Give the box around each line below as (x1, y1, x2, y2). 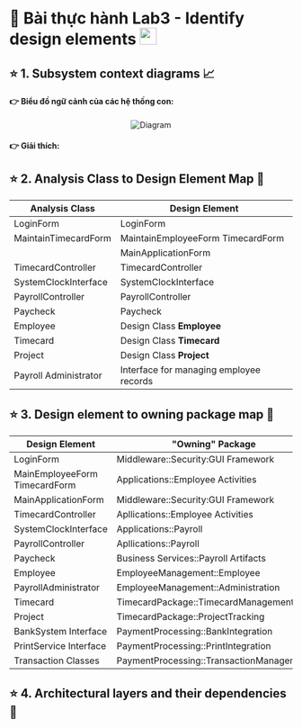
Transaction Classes (13, 654, 101, 667)
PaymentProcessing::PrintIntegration (116, 640, 271, 652)
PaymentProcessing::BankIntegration (116, 625, 273, 637)
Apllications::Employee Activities (116, 508, 253, 520)
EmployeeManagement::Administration (116, 581, 280, 593)
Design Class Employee (120, 319, 222, 332)
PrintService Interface (13, 640, 107, 652)
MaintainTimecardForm (13, 232, 112, 245)
